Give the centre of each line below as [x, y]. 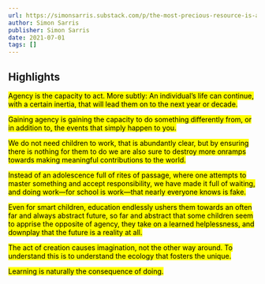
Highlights [34, 77]
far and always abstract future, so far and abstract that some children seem [131, 215]
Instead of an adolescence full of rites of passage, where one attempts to [127, 175]
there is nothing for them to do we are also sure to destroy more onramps [127, 151]
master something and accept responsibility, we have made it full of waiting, [132, 183]
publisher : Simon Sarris [49, 30]
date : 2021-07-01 [37, 37]
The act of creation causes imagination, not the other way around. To [120, 247]
